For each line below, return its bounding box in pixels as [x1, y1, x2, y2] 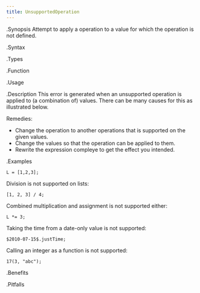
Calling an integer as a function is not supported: [6, 246, 128, 254]
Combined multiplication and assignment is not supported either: [6, 202, 168, 209]
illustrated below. [6, 103, 49, 111]
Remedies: [6, 115, 33, 122]
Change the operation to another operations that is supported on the [15, 126, 186, 134]
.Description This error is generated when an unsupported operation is [6, 90, 182, 97]
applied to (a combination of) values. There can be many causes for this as [6, 97, 193, 104]
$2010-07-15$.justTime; [6, 236, 66, 242]
